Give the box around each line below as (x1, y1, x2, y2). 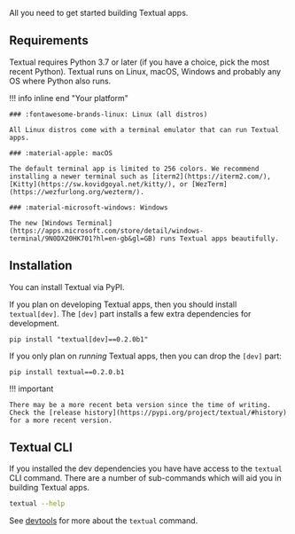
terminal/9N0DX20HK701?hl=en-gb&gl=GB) (9, 234, 157, 243)
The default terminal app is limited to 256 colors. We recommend (9, 164, 260, 173)
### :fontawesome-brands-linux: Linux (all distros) (9, 110, 208, 119)
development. (9, 318, 59, 328)
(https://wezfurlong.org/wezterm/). (9, 187, 144, 196)
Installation (9, 258, 73, 273)
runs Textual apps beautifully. (159, 234, 279, 243)
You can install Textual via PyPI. (9, 281, 125, 292)
